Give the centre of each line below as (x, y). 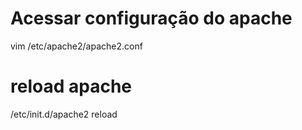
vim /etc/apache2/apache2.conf (76, 46)
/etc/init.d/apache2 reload (64, 114)
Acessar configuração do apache (151, 18)
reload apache (71, 86)
